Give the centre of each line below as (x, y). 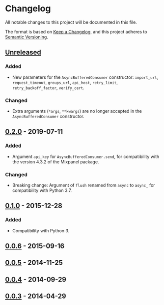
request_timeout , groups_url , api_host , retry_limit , (65, 82)
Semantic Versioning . (27, 37)
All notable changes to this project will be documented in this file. (71, 22)
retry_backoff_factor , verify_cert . (48, 88)
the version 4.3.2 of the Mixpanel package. (55, 162)
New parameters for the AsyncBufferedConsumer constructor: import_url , (85, 77)
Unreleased (23, 52)
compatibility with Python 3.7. (42, 190)
